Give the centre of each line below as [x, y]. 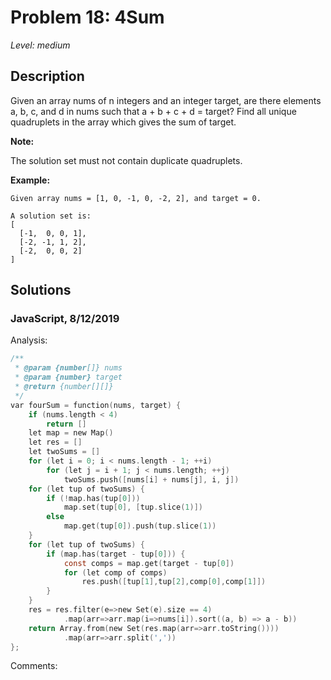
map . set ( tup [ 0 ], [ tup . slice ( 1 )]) [133, 507]
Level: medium [40, 45]
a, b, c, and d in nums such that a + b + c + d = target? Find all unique [153, 111]
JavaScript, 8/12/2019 [65, 319]
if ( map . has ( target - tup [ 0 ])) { [116, 554]
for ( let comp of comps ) [115, 572]
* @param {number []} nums [68, 368]
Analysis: [29, 340]
